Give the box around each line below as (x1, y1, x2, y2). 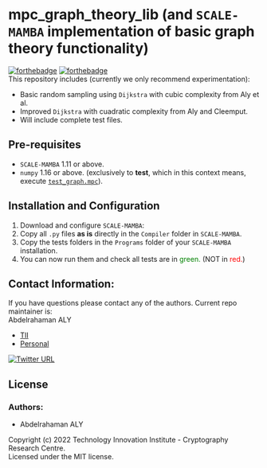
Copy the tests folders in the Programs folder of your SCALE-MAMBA (19, 237, 232, 247)
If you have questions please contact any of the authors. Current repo (8, 298, 238, 308)
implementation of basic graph (47, 22, 255, 41)
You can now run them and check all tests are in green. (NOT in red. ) (19, 254, 245, 263)
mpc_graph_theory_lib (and (8, 6, 194, 24)
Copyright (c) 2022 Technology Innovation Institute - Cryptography (8, 435, 229, 445)
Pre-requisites (8, 138, 81, 152)
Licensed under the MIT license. (8, 452, 114, 462)
